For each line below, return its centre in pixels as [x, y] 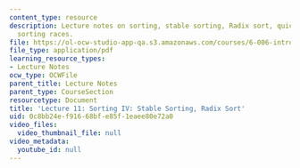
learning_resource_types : [57, 59]
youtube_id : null [50, 149]
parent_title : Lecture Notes [63, 84]
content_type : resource [54, 17]
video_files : [33, 125]
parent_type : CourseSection [62, 92]
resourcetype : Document [54, 100]
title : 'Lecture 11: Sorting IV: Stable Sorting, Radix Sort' [127, 108]
